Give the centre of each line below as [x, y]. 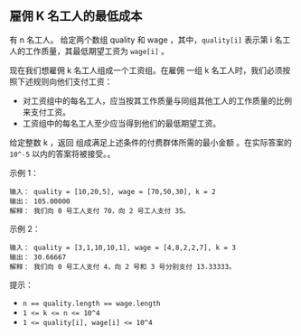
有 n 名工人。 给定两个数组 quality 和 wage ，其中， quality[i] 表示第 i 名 [146, 40]
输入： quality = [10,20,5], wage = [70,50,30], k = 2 [113, 191]
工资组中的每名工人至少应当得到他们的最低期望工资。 [122, 123]
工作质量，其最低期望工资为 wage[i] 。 [97, 51]
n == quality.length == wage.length [91, 303]
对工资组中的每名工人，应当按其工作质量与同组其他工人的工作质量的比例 [157, 100]
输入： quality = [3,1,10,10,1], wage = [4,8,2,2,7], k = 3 [123, 247]
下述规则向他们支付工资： [65, 81]
